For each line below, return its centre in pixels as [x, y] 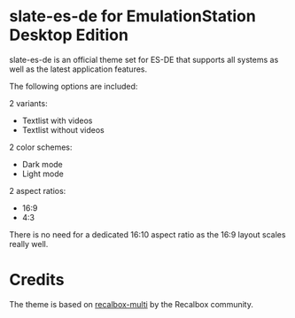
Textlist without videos [63, 129]
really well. [29, 244]
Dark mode [43, 164]
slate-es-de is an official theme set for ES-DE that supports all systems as [144, 59]
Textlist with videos [57, 120]
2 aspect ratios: [38, 190]
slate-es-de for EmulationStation [133, 16]
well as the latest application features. [78, 69]
